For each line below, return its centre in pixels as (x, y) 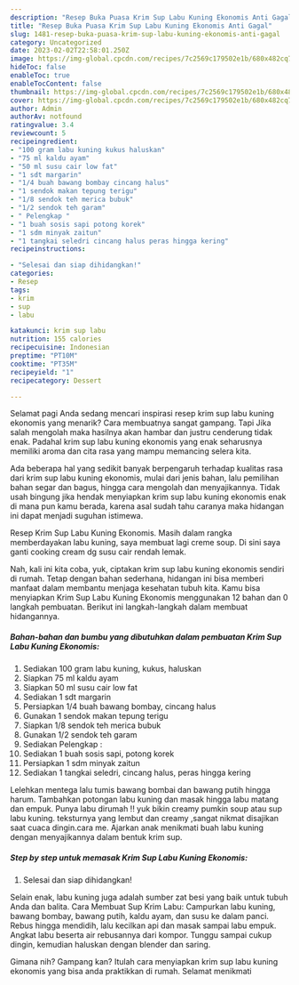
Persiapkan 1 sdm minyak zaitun (81, 763)
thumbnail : (30, 92)
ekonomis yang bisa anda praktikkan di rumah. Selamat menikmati (131, 972)
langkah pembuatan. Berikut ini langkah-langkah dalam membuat (129, 607)
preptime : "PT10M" (44, 356)
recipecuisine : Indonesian (60, 348)
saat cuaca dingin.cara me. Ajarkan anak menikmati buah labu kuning (137, 828)
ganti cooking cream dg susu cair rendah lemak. (98, 552)
